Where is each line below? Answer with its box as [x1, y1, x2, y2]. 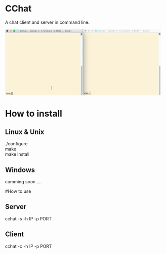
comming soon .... [5, 178, 42, 184]
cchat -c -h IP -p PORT [5, 243, 52, 249]
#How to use [5, 188, 31, 194]
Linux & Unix [5, 127, 44, 136]
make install [5, 151, 30, 157]
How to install [5, 108, 63, 119]
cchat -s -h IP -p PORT [5, 215, 52, 221]
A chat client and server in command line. [5, 19, 90, 25]
